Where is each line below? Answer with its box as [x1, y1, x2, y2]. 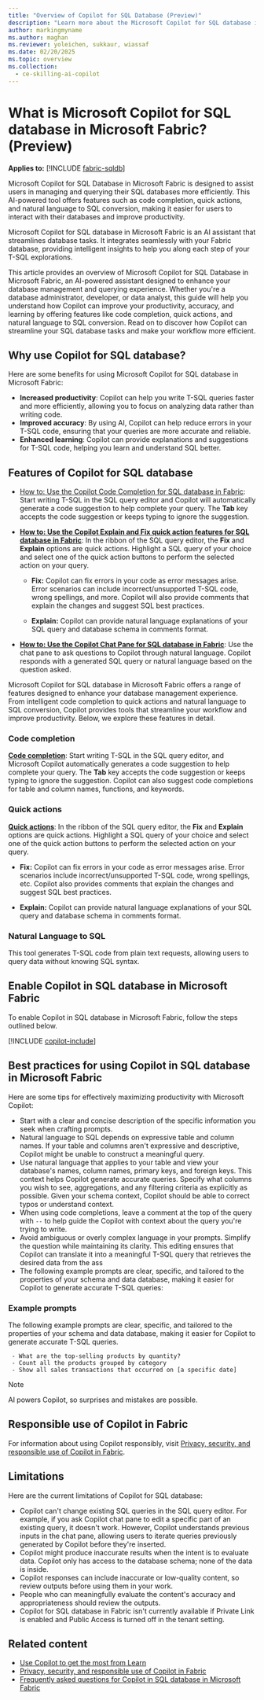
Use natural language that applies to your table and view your [19, 1157, 219, 1167]
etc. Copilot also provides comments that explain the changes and [19, 878, 234, 889]
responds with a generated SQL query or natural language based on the [19, 657, 253, 666]
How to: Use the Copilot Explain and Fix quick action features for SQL [19, 528, 250, 537]
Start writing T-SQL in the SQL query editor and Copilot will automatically [19, 495, 256, 505]
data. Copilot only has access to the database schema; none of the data [19, 1556, 253, 1566]
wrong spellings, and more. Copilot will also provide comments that [31, 593, 249, 602]
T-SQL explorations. [8, 252, 73, 262]
